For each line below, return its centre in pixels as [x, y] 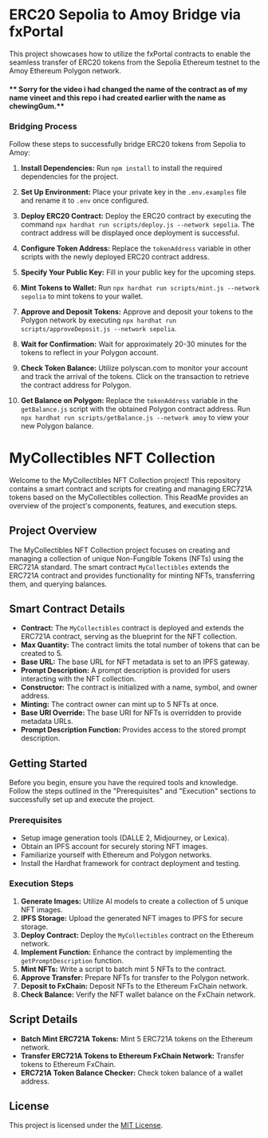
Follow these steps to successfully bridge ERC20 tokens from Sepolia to [128, 144]
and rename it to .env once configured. [85, 200]
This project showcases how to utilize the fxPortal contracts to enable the [130, 53]
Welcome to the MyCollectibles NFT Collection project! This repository [125, 480]
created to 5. [41, 654]
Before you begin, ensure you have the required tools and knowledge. [124, 783]
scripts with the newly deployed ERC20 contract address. [115, 256]
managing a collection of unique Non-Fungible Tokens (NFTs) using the [126, 558]
